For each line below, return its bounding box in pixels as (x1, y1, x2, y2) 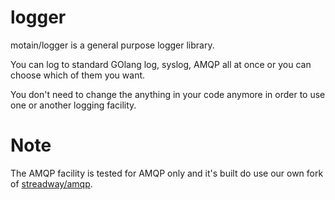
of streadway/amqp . (10, 177, 93, 190)
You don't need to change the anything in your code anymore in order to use (10, 88, 326, 100)
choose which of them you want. (10, 69, 146, 81)
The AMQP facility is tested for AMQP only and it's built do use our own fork (10, 167, 324, 179)
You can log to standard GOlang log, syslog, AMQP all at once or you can (10, 58, 312, 70)
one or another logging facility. (10, 99, 137, 111)
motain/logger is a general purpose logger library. (10, 39, 215, 51)
